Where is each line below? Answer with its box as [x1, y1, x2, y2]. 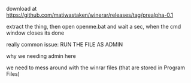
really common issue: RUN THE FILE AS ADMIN [6, 41, 123, 48]
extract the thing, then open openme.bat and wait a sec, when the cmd [6, 23, 181, 30]
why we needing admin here [6, 53, 76, 59]
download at [6, 5, 37, 12]
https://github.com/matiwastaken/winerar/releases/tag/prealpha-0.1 [6, 11, 174, 19]
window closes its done [6, 29, 65, 36]
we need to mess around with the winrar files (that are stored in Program [6, 64, 186, 71]
